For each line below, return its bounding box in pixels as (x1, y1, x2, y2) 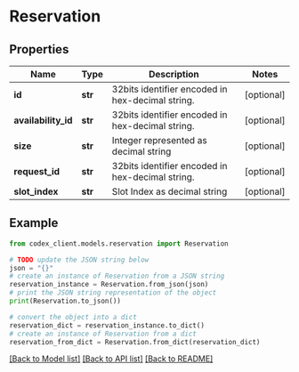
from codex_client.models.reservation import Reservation (9, 239, 229, 248)
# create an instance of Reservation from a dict (9, 329, 198, 338)
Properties (9, 42, 69, 57)
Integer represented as (111, 134, 207, 146)
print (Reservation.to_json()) (9, 296, 122, 306)
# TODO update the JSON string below (9, 255, 149, 264)
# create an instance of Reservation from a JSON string (9, 271, 225, 281)
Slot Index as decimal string (111, 185, 228, 198)
